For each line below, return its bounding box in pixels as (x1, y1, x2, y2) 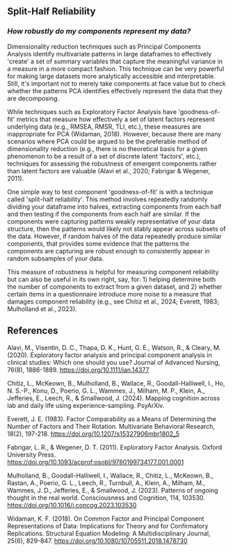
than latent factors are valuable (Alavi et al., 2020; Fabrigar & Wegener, (7, 166, 211, 175)
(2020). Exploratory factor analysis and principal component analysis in (7, 351, 212, 359)
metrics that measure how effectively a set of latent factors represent (16, 115, 216, 123)
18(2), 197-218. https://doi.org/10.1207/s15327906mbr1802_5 (7, 429, 179, 438)
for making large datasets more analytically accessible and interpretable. (7, 72, 216, 80)
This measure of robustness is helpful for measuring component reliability (7, 267, 219, 276)
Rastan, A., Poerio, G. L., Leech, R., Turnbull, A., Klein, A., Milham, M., (7, 478, 206, 487)
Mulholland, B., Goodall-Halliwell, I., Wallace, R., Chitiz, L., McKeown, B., (7, 471, 214, 480)
